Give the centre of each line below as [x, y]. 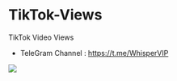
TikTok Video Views [41, 37]
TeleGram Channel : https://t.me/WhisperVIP [94, 53]
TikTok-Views [55, 15]
